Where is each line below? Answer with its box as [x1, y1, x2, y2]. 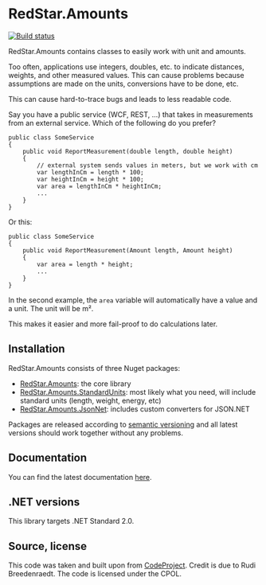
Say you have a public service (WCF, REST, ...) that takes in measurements [8, 109, 253, 119]
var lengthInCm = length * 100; [37, 168, 145, 176]
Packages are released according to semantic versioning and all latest [8, 419, 238, 429]
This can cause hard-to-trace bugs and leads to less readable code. [8, 94, 233, 103]
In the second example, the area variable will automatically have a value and [8, 295, 258, 305]
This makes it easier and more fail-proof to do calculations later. [8, 319, 218, 329]
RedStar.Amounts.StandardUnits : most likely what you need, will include [19, 387, 256, 396]
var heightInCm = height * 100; [37, 175, 145, 183]
